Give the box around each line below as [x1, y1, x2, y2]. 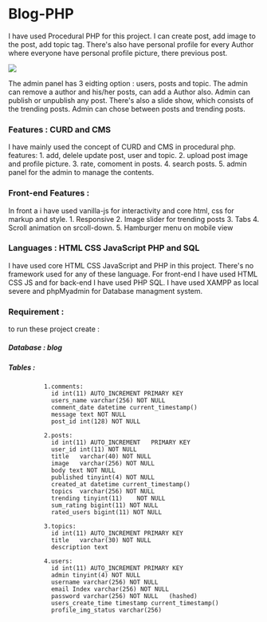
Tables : [8, 363, 36, 372]
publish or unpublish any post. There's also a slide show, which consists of [8, 95, 253, 105]
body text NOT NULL [50, 466, 116, 475]
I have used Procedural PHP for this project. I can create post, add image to [8, 31, 257, 41]
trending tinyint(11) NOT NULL [50, 494, 166, 503]
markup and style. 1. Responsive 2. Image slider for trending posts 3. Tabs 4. [8, 214, 260, 224]
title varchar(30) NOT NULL [50, 537, 151, 545]
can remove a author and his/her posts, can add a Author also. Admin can [8, 87, 251, 97]
